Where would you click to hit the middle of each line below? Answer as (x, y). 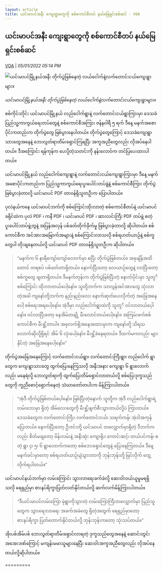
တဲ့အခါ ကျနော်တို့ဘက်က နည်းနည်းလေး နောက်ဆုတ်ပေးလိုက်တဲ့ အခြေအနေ (87, 296)
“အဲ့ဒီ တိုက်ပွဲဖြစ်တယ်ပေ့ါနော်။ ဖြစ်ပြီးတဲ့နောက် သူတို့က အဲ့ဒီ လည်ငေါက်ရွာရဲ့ (87, 399)
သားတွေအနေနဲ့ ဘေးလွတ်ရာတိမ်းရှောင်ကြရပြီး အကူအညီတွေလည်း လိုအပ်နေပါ (78, 142)
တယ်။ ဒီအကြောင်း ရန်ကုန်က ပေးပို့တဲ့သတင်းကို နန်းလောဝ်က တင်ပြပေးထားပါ (77, 151)
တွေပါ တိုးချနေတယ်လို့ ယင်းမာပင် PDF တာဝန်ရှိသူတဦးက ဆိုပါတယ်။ (70, 245)
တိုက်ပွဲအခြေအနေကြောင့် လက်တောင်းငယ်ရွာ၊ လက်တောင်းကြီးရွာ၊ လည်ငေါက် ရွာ (80, 357)
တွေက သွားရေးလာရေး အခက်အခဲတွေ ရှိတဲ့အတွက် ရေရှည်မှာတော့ (78, 511)
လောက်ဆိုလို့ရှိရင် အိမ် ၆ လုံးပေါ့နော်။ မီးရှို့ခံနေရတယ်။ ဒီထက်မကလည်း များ (88, 334)
